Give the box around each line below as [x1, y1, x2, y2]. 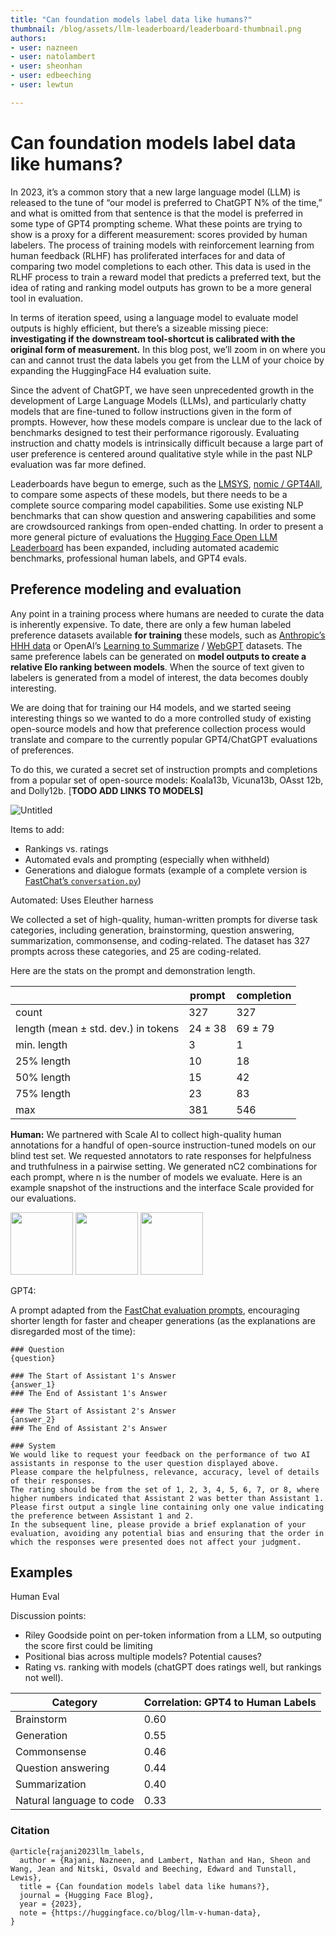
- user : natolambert [10, 52, 97, 62]
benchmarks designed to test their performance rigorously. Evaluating [10, 426, 300, 438]
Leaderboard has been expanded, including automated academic [10, 541, 280, 553]
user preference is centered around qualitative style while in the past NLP [10, 447, 313, 460]
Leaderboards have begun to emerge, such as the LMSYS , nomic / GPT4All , [10, 477, 323, 490]
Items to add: [10, 823, 65, 835]
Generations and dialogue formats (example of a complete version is [24, 864, 308, 876]
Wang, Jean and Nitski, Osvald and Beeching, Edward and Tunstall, [10, 1864, 298, 1874]
